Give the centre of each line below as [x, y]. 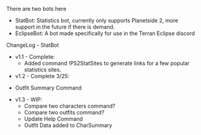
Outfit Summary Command [48, 88]
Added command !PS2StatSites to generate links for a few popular [107, 63]
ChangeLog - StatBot [33, 45]
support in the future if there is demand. [65, 27]
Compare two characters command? [70, 106]
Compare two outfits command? [64, 112]
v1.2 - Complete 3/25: [42, 76]
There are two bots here [36, 9]
